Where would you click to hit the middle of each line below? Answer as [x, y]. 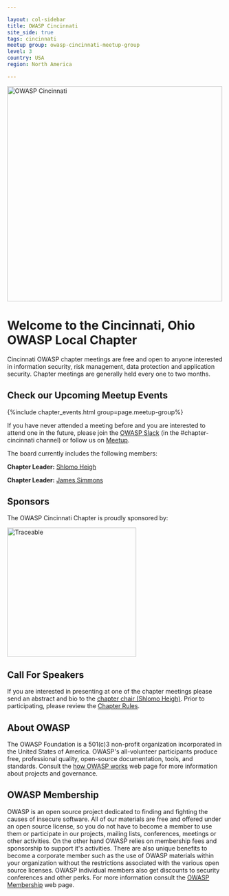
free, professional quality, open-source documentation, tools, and [100, 758]
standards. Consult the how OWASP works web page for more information [112, 766]
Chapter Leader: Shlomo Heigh [52, 467]
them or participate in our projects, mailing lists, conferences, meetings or [112, 833]
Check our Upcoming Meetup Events [88, 395]
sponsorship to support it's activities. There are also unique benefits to [107, 848]
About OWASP [39, 728]
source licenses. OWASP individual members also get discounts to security [113, 870]
